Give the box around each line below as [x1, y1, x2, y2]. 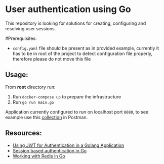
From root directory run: [5, 84, 56, 90]
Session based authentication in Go [12, 147, 87, 153]
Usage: [5, 71, 29, 79]
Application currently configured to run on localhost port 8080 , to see [5, 108, 149, 115]
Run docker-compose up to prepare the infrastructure [12, 93, 121, 99]
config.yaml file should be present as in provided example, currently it [12, 45, 159, 51]
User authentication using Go [5, 4, 132, 15]
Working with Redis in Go [12, 153, 65, 159]
